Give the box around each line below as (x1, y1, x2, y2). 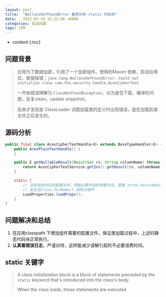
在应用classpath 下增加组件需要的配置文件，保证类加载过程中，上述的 (12, 230, 155, 236)
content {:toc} (12, 39, 41, 45)
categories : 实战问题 (5, 21, 47, 26)
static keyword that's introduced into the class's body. (17, 277, 130, 283)
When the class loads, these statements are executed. (17, 286, 128, 292)
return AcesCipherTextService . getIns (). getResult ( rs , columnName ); (23, 165, 165, 170)
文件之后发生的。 (17, 112, 52, 119)
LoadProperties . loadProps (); (23, 192, 83, 197)
